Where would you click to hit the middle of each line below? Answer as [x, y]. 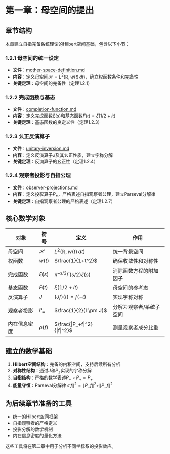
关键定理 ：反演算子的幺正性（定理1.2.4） [55, 161]
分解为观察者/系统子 [136, 307]
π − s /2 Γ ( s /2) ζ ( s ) [72, 274]
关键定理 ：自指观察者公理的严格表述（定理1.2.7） [64, 201]
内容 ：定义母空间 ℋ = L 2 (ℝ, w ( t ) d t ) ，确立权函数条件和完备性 [75, 76]
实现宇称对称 [128, 297]
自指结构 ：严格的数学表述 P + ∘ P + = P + [53, 378]
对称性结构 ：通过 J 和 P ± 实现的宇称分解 [52, 371]
